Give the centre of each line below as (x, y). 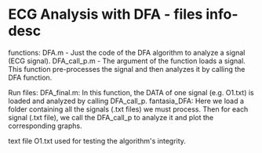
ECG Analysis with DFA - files (106, 14)
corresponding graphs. (45, 126)
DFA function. (30, 77)
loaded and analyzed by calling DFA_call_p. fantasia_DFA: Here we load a (126, 101)
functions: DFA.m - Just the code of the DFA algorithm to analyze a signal (127, 52)
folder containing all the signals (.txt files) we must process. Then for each (128, 109)
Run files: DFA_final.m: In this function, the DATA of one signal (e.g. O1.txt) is (131, 92)
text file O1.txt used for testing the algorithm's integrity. (97, 141)
